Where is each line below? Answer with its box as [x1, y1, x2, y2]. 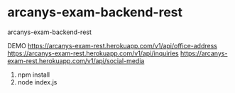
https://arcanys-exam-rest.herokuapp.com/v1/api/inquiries [7, 49, 179, 58]
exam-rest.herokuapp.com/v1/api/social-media [7, 56, 145, 65]
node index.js [17, 77, 58, 86]
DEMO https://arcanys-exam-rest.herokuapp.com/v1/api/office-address [7, 41, 218, 50]
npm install [17, 70, 50, 79]
